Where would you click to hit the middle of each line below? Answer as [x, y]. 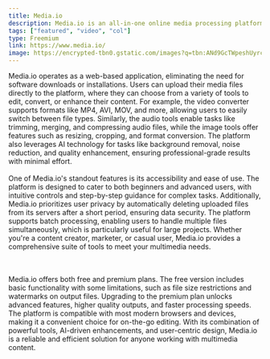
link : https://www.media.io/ [57, 46]
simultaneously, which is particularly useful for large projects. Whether [125, 229]
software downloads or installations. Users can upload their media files [126, 84]
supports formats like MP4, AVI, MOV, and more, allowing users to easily [128, 110]
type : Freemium [34, 38]
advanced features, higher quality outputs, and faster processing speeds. [130, 305]
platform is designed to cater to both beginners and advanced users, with [130, 187]
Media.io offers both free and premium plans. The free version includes [126, 279]
